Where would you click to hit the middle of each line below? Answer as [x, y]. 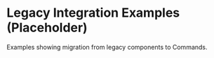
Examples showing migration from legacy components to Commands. [107, 47]
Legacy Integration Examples [93, 13]
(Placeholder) [47, 28]
